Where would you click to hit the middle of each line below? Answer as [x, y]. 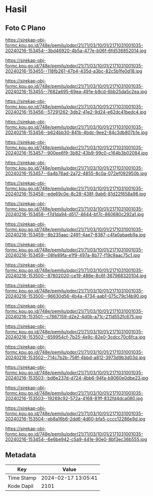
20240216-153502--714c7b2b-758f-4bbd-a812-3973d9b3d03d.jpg [75, 358]
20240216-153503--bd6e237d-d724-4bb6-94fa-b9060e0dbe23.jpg [77, 378]
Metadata [21, 455]
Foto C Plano [25, 28]
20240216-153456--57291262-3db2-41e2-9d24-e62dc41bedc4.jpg [76, 112]
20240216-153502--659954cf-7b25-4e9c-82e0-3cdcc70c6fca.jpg [75, 337]
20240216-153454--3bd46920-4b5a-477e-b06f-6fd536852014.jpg [76, 51]
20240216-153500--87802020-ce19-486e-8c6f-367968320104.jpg [76, 276]
